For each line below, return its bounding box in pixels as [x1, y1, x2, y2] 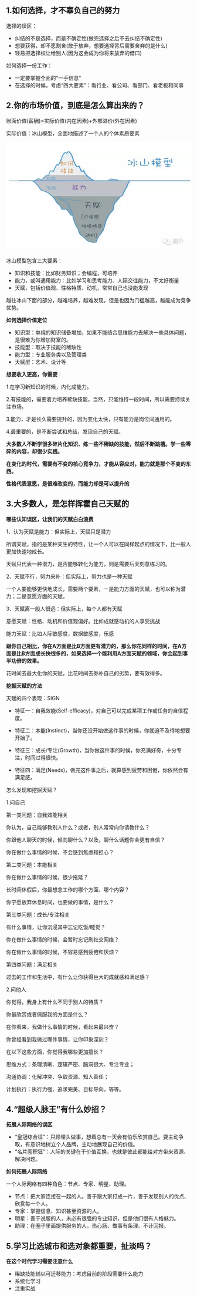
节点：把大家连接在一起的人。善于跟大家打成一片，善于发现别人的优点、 [14, 1193, 189, 1200]
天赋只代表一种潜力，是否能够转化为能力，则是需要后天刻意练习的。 [6, 560, 171, 568]
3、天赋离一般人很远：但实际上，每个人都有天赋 [6, 605, 123, 612]
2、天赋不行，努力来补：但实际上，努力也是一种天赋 [6, 573, 133, 580]
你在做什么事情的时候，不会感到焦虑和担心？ [6, 849, 114, 856]
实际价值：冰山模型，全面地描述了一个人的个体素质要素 [6, 130, 140, 137]
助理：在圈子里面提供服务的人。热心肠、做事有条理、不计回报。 [14, 1222, 169, 1230]
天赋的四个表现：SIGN [6, 694, 60, 701]
